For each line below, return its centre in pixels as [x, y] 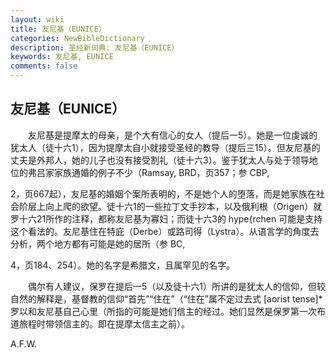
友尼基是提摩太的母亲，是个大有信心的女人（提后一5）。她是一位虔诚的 [172, 135]
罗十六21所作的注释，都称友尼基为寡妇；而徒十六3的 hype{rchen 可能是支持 [166, 218]
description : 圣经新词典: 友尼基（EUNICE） [95, 47]
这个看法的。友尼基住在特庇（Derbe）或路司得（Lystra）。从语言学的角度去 [165, 231]
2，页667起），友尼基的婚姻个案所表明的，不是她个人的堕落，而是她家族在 [163, 193]
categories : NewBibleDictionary [77, 38]
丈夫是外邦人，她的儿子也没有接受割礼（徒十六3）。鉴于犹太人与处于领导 [160, 160]
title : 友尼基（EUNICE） [58, 29]
